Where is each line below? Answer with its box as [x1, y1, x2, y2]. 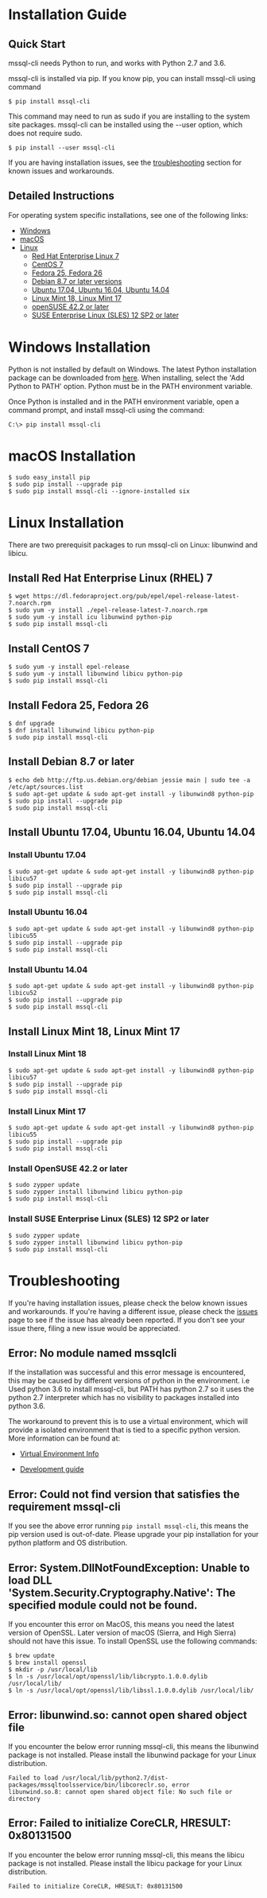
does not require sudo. [8, 129, 83, 138]
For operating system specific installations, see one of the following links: [8, 210, 249, 220]
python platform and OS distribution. [8, 1538, 128, 1548]
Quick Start [8, 37, 66, 51]
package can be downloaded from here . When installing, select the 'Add [8, 372, 245, 383]
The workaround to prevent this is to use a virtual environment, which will [8, 1417, 249, 1426]
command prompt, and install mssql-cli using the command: [8, 405, 205, 414]
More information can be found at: [8, 1433, 121, 1443]
